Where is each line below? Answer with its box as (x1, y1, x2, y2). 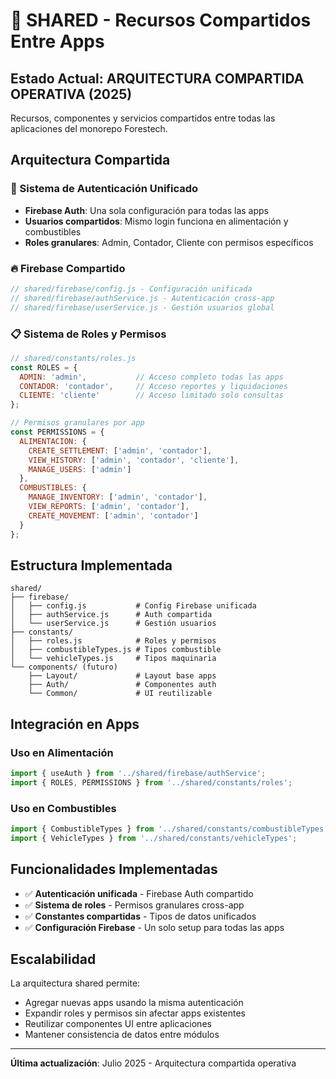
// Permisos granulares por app (10, 418, 145, 428)
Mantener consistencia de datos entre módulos (24, 1029, 220, 1041)
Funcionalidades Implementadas (10, 861, 218, 878)
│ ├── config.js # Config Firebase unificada (10, 601, 257, 611)
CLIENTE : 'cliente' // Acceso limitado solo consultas (19, 390, 284, 401)
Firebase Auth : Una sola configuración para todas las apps (24, 204, 270, 216)
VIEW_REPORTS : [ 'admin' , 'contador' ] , (28, 502, 190, 512)
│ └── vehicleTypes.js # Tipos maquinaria (10, 654, 217, 664)
